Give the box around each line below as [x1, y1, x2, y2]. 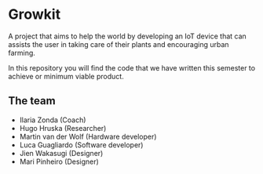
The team [8, 94, 57, 107]
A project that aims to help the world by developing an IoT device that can [8, 31, 247, 41]
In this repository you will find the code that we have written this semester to [8, 63, 256, 72]
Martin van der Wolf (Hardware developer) [19, 132, 157, 141]
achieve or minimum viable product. [8, 71, 124, 81]
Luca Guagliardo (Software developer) [19, 140, 144, 150]
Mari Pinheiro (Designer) [19, 157, 100, 166]
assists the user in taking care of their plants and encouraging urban [8, 39, 229, 49]
